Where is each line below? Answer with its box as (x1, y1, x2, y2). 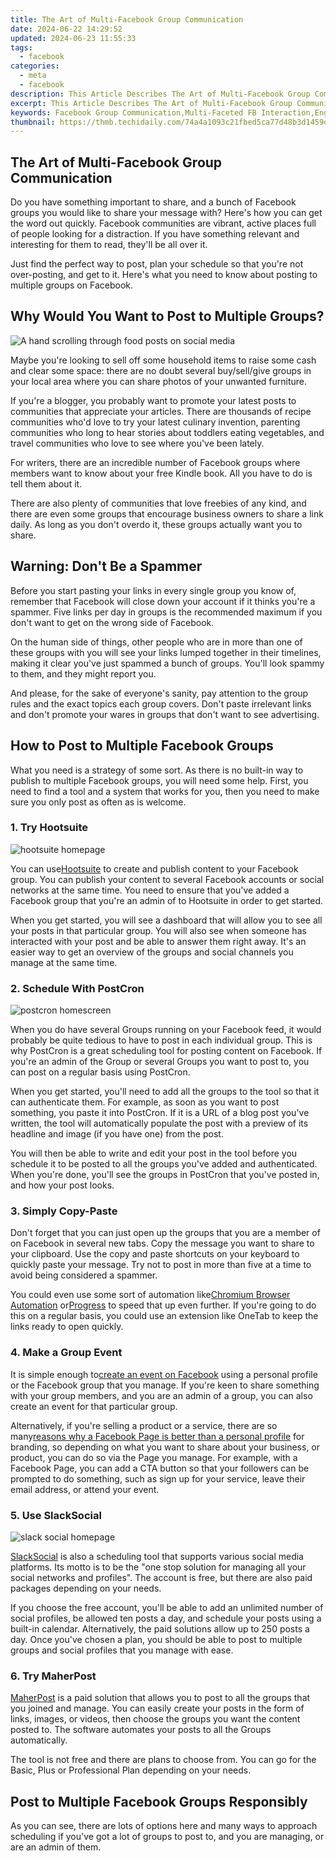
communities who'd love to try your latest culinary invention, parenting (10, 416, 301, 428)
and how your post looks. (10, 1179, 115, 1191)
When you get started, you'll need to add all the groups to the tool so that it (10, 1086, 320, 1098)
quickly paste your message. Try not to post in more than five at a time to (10, 1259, 312, 1271)
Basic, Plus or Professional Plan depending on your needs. (10, 1764, 252, 1776)
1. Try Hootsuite (10, 821, 89, 835)
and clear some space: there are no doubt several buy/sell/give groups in (10, 364, 312, 376)
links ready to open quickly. (10, 1321, 124, 1333)
